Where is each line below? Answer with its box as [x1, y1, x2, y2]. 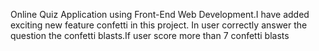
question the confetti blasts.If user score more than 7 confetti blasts [10, 30, 290, 41]
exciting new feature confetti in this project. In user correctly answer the [10, 19, 308, 31]
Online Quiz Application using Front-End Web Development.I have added [10, 9, 310, 20]
